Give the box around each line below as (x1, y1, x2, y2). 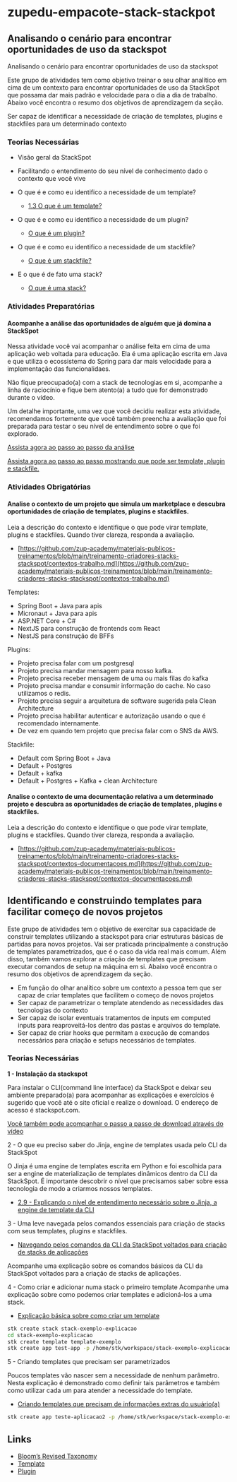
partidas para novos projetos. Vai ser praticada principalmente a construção (7, 939, 229, 948)
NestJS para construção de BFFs (17, 632, 114, 640)
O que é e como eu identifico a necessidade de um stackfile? (17, 243, 195, 251)
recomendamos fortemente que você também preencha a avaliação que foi (7, 415, 226, 423)
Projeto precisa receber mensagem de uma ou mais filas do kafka (17, 674, 209, 682)
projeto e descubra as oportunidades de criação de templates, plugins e (7, 800, 223, 809)
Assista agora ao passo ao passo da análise (7, 443, 135, 452)
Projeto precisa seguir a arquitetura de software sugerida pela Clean (17, 696, 217, 705)
